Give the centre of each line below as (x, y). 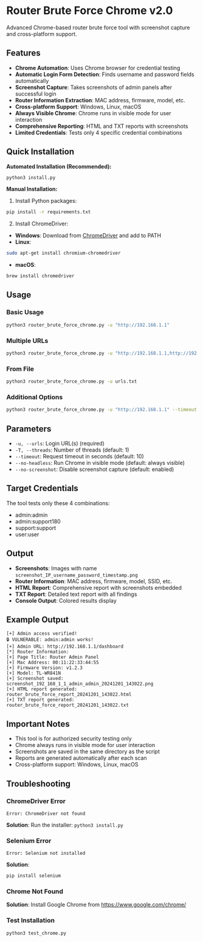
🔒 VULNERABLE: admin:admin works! (50, 640)
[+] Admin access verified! (42, 634)
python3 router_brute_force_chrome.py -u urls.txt (72, 381)
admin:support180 (38, 521)
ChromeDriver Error (36, 801)
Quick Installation (40, 152)
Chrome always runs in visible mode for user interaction (85, 745)
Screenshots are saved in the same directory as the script (87, 752)
